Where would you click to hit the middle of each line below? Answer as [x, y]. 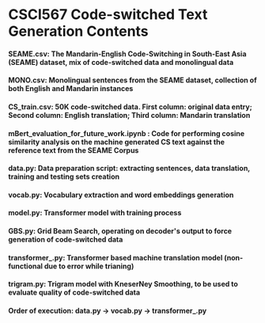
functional [26, 266]
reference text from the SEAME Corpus [74, 150]
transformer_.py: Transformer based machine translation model [115, 257]
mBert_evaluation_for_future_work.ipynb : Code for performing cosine [127, 133]
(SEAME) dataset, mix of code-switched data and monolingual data [121, 62]
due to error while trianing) [89, 266]
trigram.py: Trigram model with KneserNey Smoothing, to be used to [123, 284]
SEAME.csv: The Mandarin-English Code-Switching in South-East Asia [127, 54]
